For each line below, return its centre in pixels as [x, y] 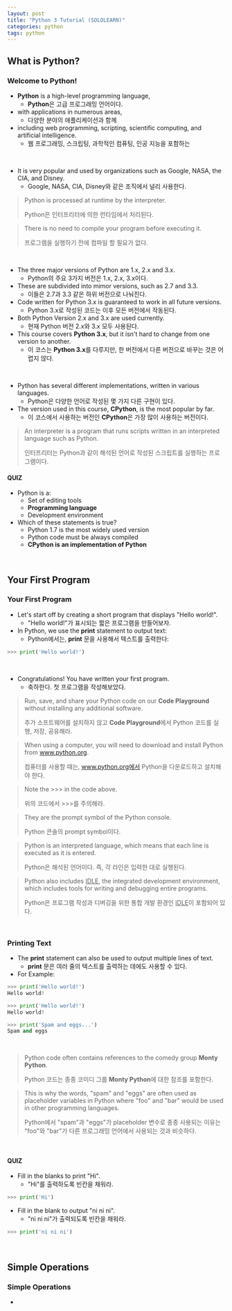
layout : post [26, 14]
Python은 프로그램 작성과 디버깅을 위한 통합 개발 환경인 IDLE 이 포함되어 [121, 902]
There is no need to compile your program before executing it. [113, 228]
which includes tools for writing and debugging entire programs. [116, 888]
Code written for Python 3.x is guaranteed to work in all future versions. [119, 301]
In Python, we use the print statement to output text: [92, 631]
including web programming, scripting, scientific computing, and [109, 127]
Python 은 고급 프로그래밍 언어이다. [75, 104]
